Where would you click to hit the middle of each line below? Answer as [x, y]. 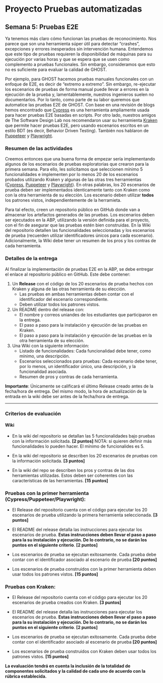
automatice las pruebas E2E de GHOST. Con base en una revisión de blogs [80, 105]
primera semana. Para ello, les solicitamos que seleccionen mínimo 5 [74, 169]
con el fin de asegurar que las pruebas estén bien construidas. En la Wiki [78, 225]
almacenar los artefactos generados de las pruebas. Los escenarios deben [80, 215]
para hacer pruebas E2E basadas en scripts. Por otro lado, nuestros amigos [81, 115]
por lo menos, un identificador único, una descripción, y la [77, 366]
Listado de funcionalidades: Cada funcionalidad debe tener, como [85, 350]
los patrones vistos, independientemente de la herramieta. [63, 200]
